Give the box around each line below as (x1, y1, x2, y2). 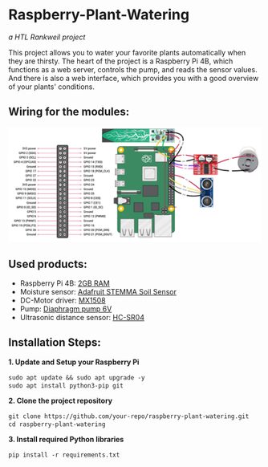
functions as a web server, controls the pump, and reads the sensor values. (8, 64, 258, 74)
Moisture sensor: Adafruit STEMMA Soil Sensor (19, 286, 177, 296)
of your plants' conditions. (8, 82, 95, 91)
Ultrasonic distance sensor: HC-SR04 (19, 312, 144, 322)
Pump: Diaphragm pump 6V (19, 303, 112, 314)
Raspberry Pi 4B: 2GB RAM (19, 278, 110, 288)
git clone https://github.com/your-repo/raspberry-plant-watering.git (8, 412, 250, 420)
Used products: (8, 257, 87, 270)
